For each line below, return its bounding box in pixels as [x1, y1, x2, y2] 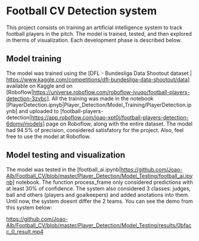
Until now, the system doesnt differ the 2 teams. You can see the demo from [6, 198, 193, 205]
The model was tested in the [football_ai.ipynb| [6, 165, 121, 173]
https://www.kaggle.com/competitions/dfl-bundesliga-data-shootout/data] [6, 76, 190, 83]
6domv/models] [6, 120, 45, 127]
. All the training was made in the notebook [48, 95, 154, 102]
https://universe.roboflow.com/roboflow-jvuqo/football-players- [33, 88, 190, 96]
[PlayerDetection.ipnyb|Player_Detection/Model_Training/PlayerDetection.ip [6, 101, 192, 108]
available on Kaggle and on [6, 82, 73, 89]
